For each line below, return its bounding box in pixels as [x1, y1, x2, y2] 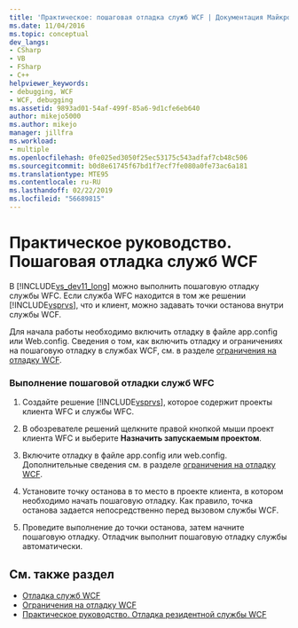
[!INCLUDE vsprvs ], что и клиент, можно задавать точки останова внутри [9, 299, 284, 310]
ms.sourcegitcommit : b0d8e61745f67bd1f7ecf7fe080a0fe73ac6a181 [9, 161, 248, 170]
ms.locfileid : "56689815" [9, 194, 105, 204]
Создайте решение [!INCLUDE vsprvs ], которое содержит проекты [21, 396, 273, 408]
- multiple [9, 145, 50, 153]
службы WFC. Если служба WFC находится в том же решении [9, 290, 247, 301]
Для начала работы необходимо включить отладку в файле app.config [9, 326, 278, 337]
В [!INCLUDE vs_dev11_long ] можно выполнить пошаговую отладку [9, 280, 260, 291]
